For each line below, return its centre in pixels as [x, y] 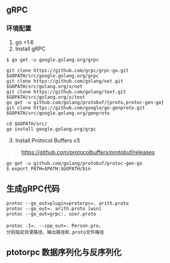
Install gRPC [30, 49]
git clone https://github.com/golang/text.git [66, 92]
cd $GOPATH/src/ [27, 124]
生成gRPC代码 [33, 189]
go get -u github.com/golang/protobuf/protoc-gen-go [74, 163]
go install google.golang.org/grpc [51, 129]
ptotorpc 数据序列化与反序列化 [64, 252]
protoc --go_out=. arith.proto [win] [54, 209]
